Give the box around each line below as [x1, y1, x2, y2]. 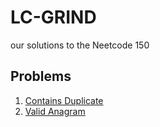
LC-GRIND [10, 6, 97, 29]
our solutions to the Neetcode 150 [10, 39, 150, 51]
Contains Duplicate [24, 94, 104, 106]
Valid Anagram [24, 105, 86, 117]
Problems [10, 68, 72, 85]
